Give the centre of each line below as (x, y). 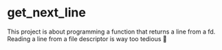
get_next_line (46, 13)
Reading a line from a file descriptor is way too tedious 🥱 (87, 38)
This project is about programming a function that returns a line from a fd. (111, 32)
